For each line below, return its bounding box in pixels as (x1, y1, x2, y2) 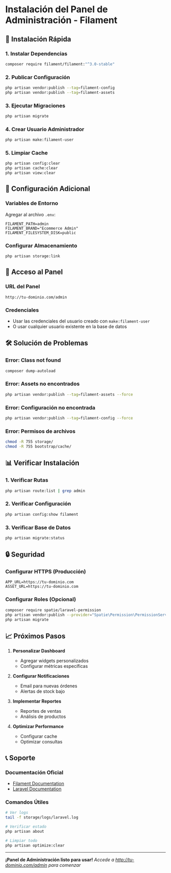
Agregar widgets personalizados (20, 658, 89, 664)
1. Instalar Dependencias (5, 50, 68, 57)
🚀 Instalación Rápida (5, 35, 71, 43)
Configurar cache (20, 733, 58, 739)
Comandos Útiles (5, 799, 49, 806)
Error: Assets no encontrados (5, 380, 80, 387)
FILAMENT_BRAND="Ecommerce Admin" (5, 226, 79, 231)
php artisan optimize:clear (5, 843, 65, 848)
